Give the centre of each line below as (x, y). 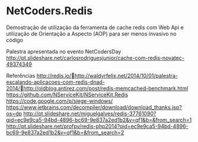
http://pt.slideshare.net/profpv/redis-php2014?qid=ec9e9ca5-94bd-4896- (97, 126)
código (15, 40)
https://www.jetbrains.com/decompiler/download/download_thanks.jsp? (94, 107)
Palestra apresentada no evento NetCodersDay (64, 51)
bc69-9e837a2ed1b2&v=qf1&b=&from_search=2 (65, 132)
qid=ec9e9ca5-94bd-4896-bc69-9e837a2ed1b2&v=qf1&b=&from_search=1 (99, 119)
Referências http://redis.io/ (39, 75)
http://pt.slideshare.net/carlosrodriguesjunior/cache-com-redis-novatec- (95, 58)
